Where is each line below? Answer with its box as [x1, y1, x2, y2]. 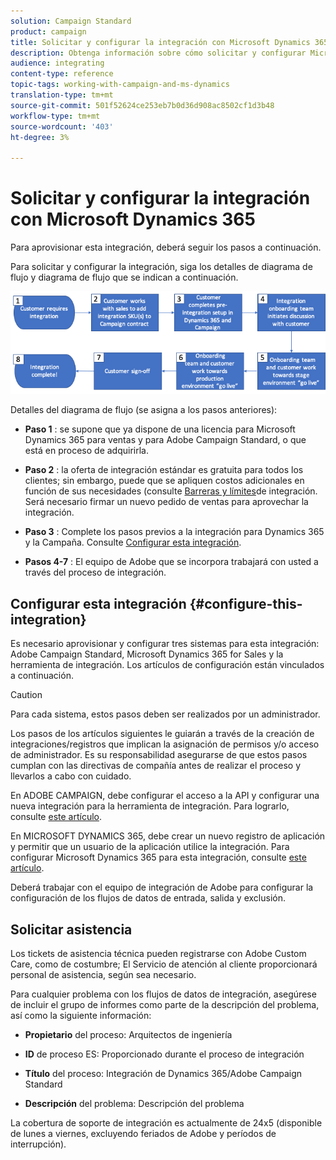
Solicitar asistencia [10, 921, 133, 938]
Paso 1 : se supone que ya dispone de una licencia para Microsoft [24, 423, 296, 435]
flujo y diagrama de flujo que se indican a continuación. [10, 271, 239, 284]
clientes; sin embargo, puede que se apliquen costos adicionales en [24, 475, 305, 487]
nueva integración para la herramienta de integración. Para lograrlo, [10, 800, 290, 812]
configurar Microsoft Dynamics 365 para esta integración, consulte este [10, 851, 307, 864]
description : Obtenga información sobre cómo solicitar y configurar [10, 48, 307, 58]
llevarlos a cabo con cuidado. [10, 770, 132, 782]
